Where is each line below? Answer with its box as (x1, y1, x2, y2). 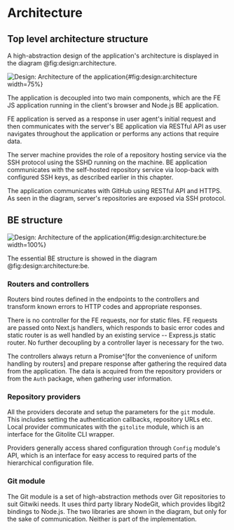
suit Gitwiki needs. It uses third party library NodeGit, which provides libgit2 (7, 500, 226, 508)
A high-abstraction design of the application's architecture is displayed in (7, 51, 219, 60)
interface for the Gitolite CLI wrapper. (7, 430, 115, 439)
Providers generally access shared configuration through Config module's (7, 444, 221, 452)
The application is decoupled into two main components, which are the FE (7, 93, 221, 102)
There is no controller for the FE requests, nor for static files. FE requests (7, 316, 218, 324)
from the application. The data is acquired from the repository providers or (7, 367, 222, 376)
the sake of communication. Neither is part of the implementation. (7, 515, 198, 523)
